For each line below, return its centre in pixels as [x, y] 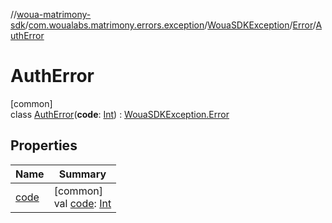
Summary [82, 174]
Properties [44, 145]
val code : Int [82, 203]
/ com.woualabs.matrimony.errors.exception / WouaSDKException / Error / [170, 25]
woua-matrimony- [54, 14]
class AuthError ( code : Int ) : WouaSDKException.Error [120, 114]
